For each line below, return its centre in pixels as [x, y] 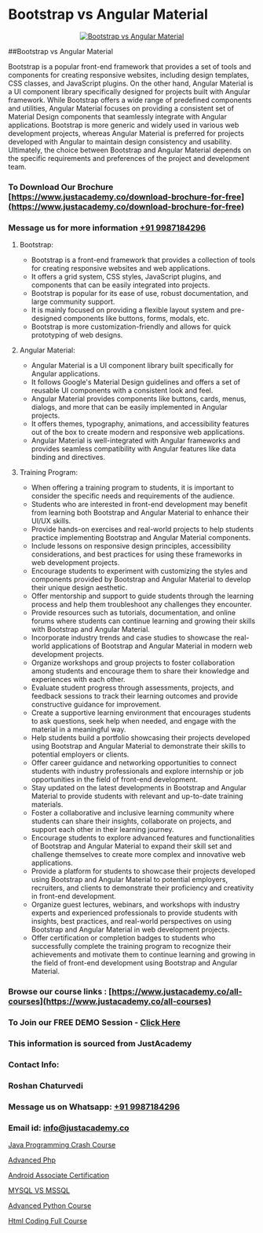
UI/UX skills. [51, 521]
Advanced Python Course [50, 1206]
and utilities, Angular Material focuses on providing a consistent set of [121, 108]
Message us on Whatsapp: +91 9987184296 [94, 1107]
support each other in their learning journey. [102, 830]
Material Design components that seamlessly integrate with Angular [118, 116]
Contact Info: [34, 1064]
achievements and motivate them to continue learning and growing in [143, 954]
